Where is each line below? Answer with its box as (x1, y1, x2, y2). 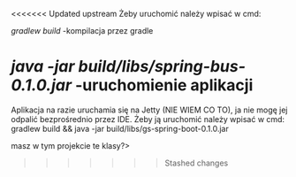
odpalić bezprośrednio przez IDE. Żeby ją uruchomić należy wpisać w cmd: (11, 113, 285, 124)
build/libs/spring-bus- (78, 57, 247, 77)
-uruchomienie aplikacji (75, 75, 254, 96)
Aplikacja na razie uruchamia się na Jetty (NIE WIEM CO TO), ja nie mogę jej (11, 104, 288, 115)
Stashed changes (164, 158, 229, 168)
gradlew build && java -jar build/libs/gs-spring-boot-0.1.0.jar (11, 123, 229, 134)
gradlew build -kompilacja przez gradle (11, 26, 154, 35)
